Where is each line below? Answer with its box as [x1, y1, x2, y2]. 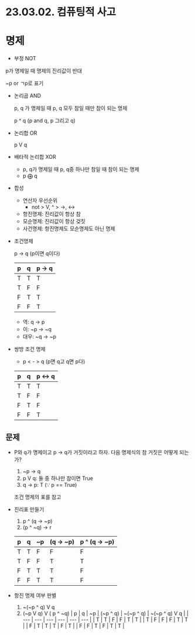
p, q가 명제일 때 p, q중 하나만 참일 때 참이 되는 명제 [22, 166, 140, 173]
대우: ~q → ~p [22, 333, 57, 340]
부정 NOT [13, 55, 36, 62]
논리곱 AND [13, 92, 42, 100]
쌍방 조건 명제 [13, 346, 46, 353]
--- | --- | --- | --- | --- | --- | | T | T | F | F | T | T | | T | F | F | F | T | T [22, 616, 189, 623]
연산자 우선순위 [22, 197, 58, 204]
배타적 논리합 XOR [13, 153, 56, 161]
